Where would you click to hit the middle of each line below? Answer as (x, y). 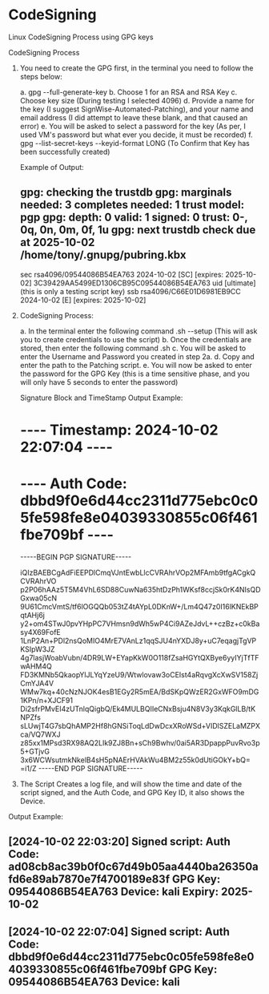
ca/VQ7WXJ (40, 734)
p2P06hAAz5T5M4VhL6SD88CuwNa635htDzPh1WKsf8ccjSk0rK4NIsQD (141, 589)
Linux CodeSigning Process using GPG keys (81, 37)
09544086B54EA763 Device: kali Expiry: (113, 892)
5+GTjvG (35, 751)
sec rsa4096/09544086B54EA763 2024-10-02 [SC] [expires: (122, 274)
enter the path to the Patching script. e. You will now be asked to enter (136, 365)
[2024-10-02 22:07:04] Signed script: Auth (119, 931)
